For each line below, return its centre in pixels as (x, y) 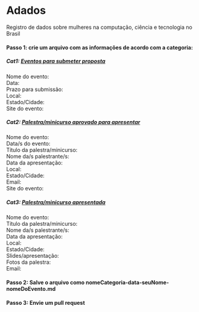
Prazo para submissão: (35, 89)
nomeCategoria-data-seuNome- (127, 282)
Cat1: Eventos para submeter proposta (56, 61)
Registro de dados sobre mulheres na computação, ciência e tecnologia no (99, 27)
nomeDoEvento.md (31, 289)
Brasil (13, 33)
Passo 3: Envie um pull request (46, 302)
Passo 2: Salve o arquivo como (46, 282)
